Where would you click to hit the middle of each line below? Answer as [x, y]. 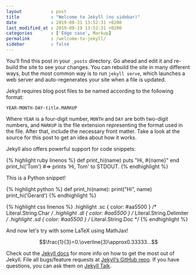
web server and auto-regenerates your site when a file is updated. [86, 79]
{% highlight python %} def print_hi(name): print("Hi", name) [79, 189]
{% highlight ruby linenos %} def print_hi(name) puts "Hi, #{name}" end [93, 160]
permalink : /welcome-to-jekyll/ [56, 39]
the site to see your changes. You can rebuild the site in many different [105, 67]
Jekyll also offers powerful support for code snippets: [71, 149]
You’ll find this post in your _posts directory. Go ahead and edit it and [89, 61]
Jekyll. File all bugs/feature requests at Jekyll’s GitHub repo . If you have [93, 259]
